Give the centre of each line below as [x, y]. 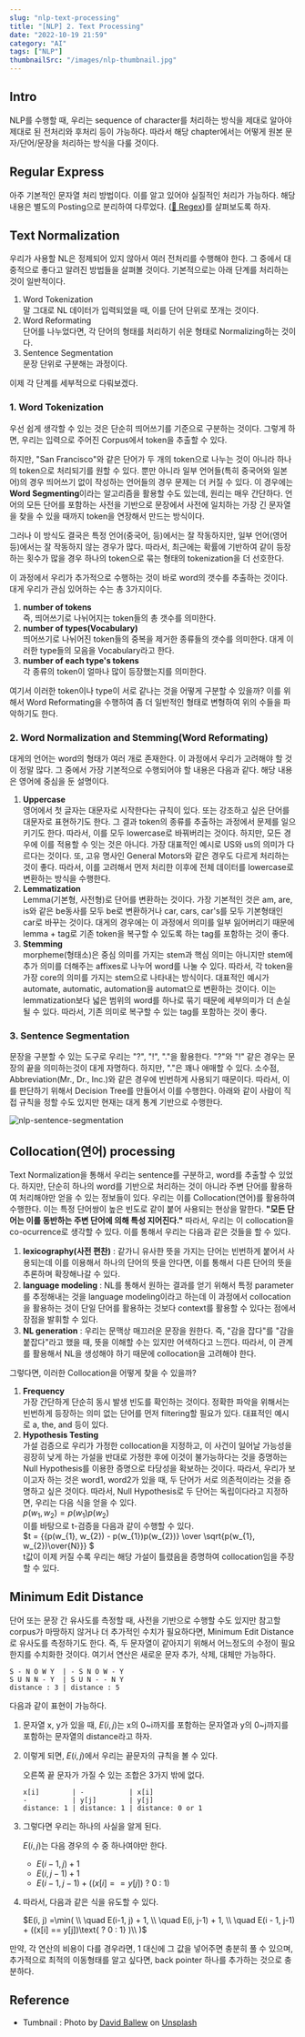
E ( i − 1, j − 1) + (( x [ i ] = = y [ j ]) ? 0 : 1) [103, 1883]
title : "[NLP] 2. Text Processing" [77, 26]
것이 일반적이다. [38, 281]
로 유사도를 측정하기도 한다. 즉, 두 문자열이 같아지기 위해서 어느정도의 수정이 [144, 1643]
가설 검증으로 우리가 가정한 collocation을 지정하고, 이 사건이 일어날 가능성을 [158, 1446]
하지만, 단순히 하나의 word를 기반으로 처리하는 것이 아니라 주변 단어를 [145, 1186]
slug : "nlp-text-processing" [65, 18]
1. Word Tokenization [57, 408]
